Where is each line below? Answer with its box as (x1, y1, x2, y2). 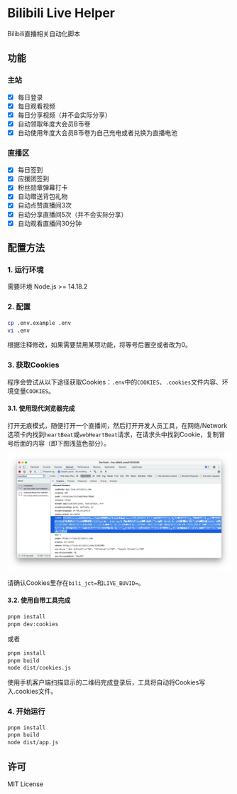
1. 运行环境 (7, 264, 44, 274)
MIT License (7, 780, 44, 788)
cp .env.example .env (7, 319, 72, 326)
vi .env (7, 327, 31, 334)
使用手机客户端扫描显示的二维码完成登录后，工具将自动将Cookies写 (7, 678, 206, 687)
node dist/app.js (7, 739, 59, 746)
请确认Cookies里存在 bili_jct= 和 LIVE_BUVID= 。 (7, 578, 145, 587)
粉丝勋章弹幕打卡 (17, 183, 68, 192)
